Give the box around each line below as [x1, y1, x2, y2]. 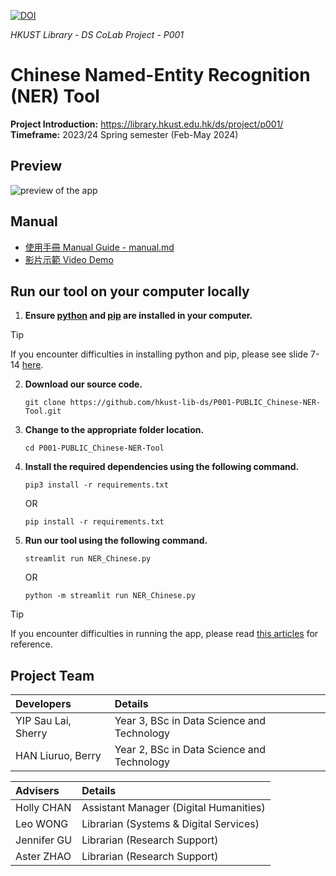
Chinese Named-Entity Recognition [10, 64, 311, 87]
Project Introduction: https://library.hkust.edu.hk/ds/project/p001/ [10, 118, 284, 130]
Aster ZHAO [15, 850, 72, 864]
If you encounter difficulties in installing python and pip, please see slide [10, 348, 309, 360]
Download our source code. [24, 378, 143, 390]
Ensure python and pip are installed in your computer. [24, 310, 253, 322]
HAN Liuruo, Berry [15, 749, 102, 763]
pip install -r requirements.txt [24, 517, 165, 527]
